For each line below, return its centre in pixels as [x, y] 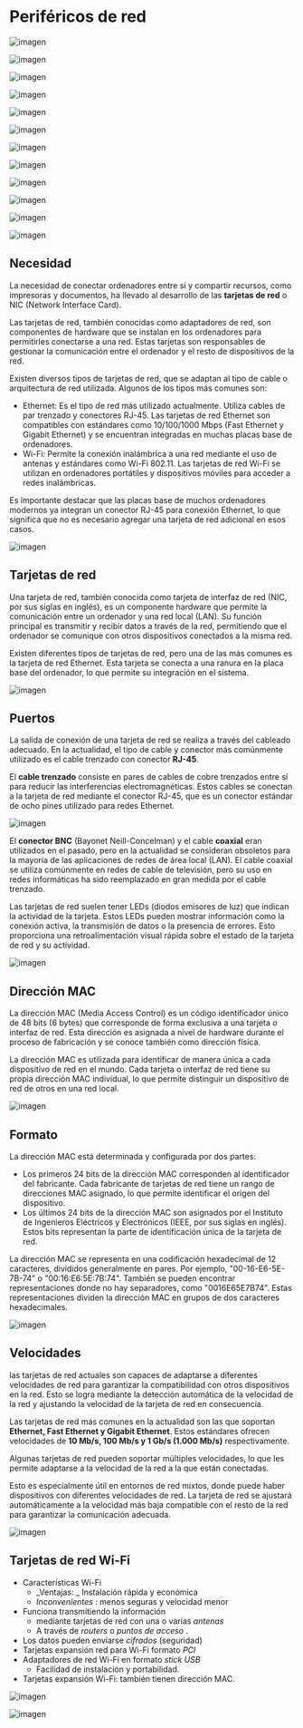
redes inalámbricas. [59, 482]
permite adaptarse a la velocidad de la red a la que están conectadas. [139, 1468]
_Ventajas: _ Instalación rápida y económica [117, 1592]
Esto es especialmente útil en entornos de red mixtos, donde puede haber [147, 1485]
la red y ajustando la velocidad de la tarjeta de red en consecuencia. [137, 1403]
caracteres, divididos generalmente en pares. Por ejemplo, [118, 1268]
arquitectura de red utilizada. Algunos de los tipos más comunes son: [138, 388]
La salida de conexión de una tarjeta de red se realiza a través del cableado [150, 740]
